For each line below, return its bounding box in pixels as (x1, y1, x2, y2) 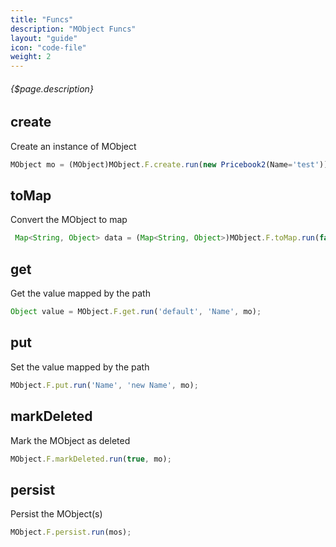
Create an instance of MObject (10, 140, 137, 152)
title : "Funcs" (10, 14, 74, 25)
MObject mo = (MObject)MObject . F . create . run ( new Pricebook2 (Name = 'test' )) (10, 159, 329, 170)
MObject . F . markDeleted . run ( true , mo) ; (10, 454, 172, 464)
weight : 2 (10, 52, 52, 62)
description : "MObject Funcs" (10, 24, 137, 34)
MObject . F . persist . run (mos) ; (10, 527, 132, 538)
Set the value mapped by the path (10, 361, 150, 373)
